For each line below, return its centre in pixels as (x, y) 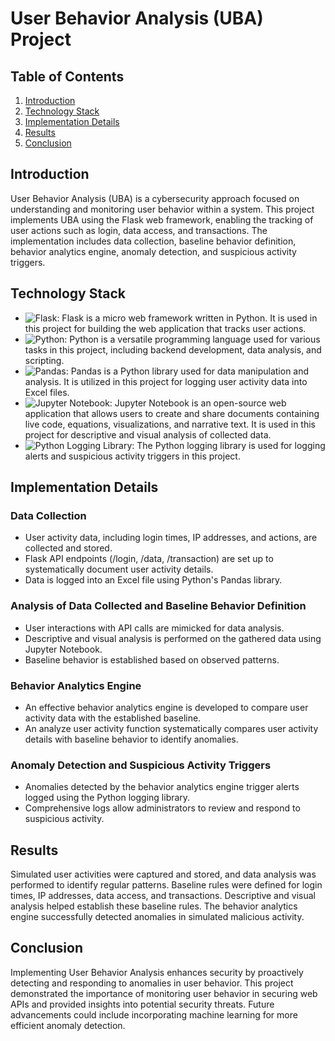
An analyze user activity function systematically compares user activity (171, 728)
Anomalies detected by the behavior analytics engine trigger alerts (162, 787)
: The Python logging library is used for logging (228, 445)
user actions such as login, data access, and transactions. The (139, 230)
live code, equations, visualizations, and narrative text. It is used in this (170, 424)
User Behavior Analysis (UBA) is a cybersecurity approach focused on (155, 198)
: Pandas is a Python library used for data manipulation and (187, 371)
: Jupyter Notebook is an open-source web (198, 403)
